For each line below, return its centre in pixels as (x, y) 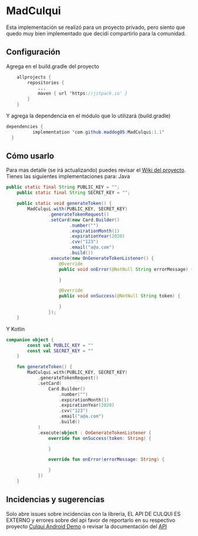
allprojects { (34, 77)
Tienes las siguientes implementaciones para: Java (68, 177)
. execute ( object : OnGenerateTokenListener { (94, 433)
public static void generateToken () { (64, 204)
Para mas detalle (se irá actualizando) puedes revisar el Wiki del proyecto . (96, 170)
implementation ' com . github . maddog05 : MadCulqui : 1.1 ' (98, 132)
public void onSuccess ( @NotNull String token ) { (120, 296)
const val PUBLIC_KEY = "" (60, 345)
